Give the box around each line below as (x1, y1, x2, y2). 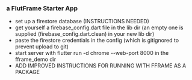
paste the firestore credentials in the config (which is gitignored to (14, 37, 179, 44)
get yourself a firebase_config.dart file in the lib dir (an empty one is (14, 24, 184, 31)
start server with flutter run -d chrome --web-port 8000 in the (14, 50, 169, 57)
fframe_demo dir (14, 56, 57, 63)
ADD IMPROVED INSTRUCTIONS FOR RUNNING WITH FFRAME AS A (14, 62, 187, 69)
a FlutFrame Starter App (6, 4, 78, 13)
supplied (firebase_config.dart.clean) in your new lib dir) (14, 30, 155, 38)
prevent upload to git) (14, 43, 69, 50)
